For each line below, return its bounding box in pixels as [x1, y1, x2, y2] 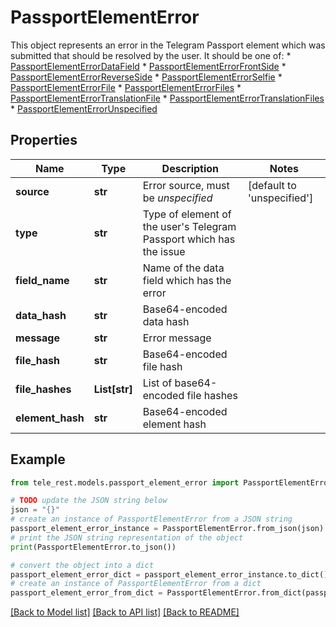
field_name [15, 273, 70, 287]
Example [10, 451, 66, 468]
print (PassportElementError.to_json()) [10, 542, 177, 552]
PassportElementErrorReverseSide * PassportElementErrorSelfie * [10, 71, 283, 83]
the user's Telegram [142, 219, 237, 233]
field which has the [142, 273, 232, 287]
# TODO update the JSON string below [10, 496, 168, 506]
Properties [10, 132, 78, 149]
